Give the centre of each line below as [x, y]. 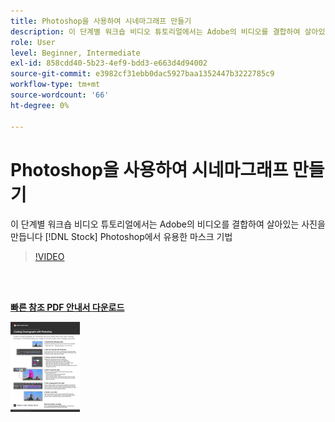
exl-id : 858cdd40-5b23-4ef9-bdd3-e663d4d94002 [109, 63]
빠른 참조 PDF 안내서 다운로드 [67, 307]
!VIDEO [49, 257]
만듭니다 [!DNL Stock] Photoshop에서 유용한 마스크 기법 [121, 237]
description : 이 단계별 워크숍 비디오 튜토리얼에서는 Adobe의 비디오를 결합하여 [155, 31]
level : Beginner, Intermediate [75, 53]
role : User [33, 42]
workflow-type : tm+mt [55, 85]
